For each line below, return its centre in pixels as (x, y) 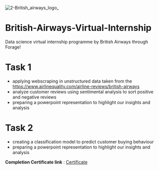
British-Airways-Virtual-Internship (79, 28)
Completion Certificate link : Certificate (46, 162)
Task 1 (18, 67)
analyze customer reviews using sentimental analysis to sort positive (83, 91)
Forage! (13, 47)
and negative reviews (34, 97)
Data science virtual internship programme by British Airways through (77, 41)
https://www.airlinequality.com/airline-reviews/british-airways (76, 86)
